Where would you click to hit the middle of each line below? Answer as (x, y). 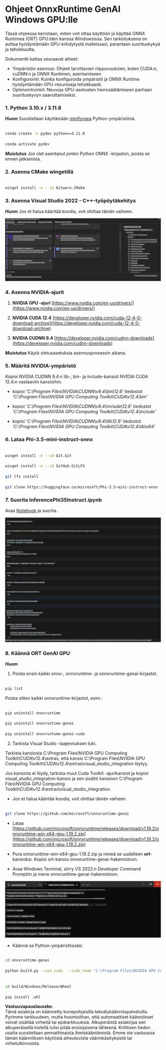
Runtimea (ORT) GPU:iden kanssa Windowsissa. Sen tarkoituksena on (76, 39)
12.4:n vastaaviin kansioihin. (34, 382)
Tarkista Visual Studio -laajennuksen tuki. (54, 743)
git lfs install (22, 477)
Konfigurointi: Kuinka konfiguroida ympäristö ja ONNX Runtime (76, 79)
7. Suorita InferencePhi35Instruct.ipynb (54, 500)
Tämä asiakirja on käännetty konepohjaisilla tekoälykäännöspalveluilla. (77, 1012)
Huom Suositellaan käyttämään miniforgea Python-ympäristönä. (70, 119)
